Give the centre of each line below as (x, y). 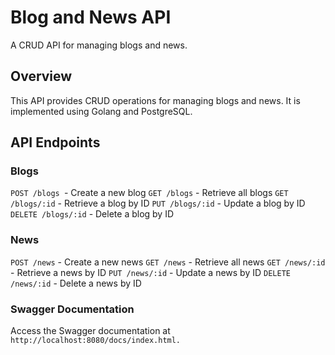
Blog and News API (91, 17)
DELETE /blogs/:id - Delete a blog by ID (92, 214)
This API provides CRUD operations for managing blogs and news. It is (155, 100)
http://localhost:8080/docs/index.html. (96, 341)
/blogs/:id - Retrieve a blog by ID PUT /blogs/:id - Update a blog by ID (158, 203)
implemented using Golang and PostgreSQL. (101, 111)
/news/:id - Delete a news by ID (76, 283)
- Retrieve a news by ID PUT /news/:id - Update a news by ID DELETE (150, 272)
